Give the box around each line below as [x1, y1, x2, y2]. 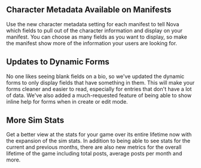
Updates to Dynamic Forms [6, 57, 109, 67]
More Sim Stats [6, 116, 65, 126]
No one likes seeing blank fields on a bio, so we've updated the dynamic [6, 73, 185, 80]
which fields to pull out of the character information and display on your [6, 27, 183, 34]
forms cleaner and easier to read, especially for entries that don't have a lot [6, 85, 192, 92]
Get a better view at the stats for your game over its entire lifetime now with [6, 131, 192, 138]
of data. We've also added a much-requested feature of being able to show [6, 92, 192, 99]
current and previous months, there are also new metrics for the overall [6, 144, 182, 151]
